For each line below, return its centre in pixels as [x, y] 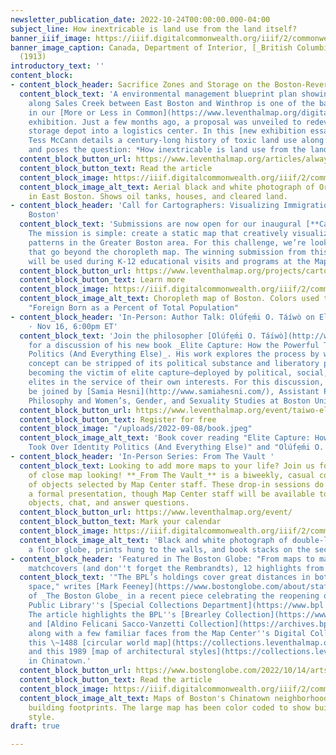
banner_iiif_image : [51, 38]
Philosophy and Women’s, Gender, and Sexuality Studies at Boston [169, 401]
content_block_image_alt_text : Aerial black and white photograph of [167, 187]
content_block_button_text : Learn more [102, 280]
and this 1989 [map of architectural [107, 652]
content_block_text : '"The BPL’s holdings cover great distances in [165, 577]
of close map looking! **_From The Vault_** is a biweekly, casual [171, 475]
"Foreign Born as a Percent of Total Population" [134, 308]
